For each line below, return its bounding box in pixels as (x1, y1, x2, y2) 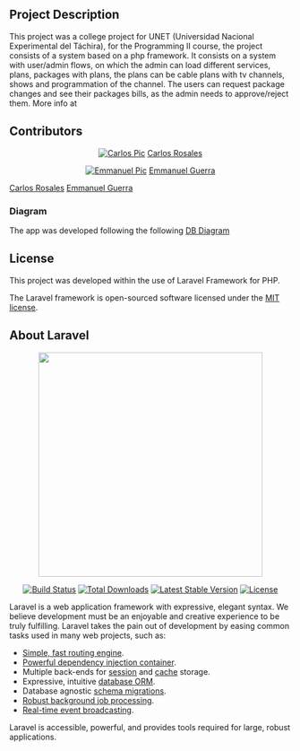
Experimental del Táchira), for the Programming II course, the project (9, 40, 263, 51)
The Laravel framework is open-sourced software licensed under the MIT (9, 292, 280, 303)
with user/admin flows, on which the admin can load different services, (9, 59, 271, 70)
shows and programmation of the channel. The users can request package (9, 78, 285, 89)
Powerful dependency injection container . (21, 657, 176, 668)
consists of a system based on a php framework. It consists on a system (9, 49, 276, 61)
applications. (9, 731, 56, 742)
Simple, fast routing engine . (21, 647, 124, 658)
